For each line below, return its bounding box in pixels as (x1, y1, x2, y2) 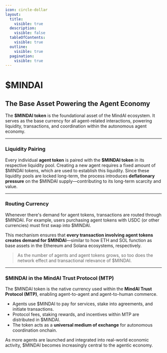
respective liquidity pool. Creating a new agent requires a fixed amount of (5, 162, 156, 168)
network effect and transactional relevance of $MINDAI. (17, 257, 132, 263)
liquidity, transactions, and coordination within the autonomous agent (5, 123, 147, 129)
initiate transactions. (12, 306, 54, 312)
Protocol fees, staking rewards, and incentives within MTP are (12, 312, 139, 318)
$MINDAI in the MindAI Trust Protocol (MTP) (5, 274, 114, 281)
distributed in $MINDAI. (12, 317, 61, 323)
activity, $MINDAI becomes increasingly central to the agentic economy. (5, 342, 153, 349)
